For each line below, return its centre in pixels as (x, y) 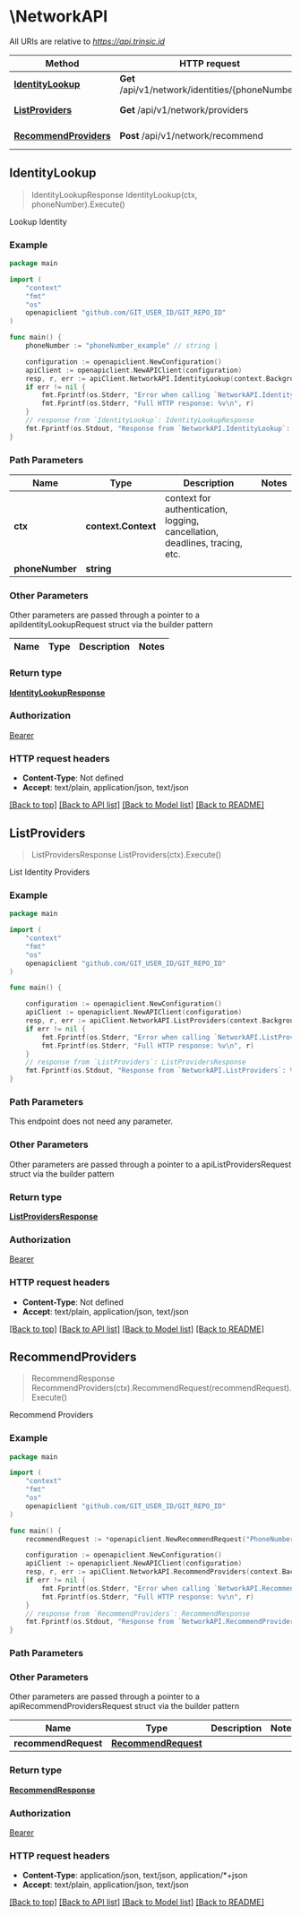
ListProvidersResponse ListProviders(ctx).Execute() (126, 854)
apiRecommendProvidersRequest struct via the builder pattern (125, 1706)
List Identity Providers (50, 872)
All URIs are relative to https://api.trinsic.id (87, 41)
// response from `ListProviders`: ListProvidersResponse (136, 1062)
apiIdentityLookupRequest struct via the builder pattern (111, 625)
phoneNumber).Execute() (78, 204)
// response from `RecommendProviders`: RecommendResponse (138, 1614)
